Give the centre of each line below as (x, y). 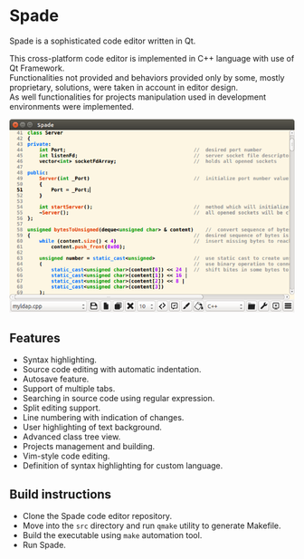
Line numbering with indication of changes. (103, 418)
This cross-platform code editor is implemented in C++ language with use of (152, 58)
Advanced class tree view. (71, 437)
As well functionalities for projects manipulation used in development (138, 97)
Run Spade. (44, 545)
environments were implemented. (71, 106)
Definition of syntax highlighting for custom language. (123, 466)
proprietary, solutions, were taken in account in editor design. (124, 87)
